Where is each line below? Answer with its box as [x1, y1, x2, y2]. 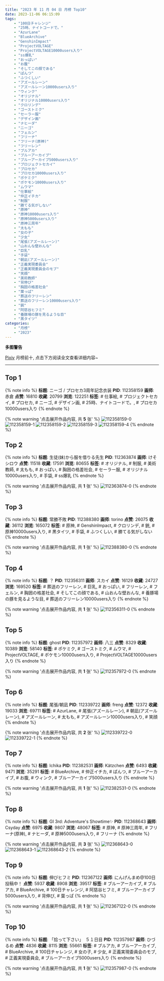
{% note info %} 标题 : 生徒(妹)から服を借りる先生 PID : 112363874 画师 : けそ [5, 455, 157, 460]
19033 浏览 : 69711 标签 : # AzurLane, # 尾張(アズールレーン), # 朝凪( [5, 707, 141, 713]
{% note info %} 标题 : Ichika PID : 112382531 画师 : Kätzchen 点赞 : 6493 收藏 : [5, 763, 158, 769]
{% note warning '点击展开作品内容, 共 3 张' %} [5, 841, 101, 847]
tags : [5, 16, 16, 21]
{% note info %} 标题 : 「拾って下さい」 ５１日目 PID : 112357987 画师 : [5, 936, 146, 942]
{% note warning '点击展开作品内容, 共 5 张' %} [5, 416, 100, 422]
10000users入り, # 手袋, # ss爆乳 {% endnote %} [5, 473, 104, 479]
